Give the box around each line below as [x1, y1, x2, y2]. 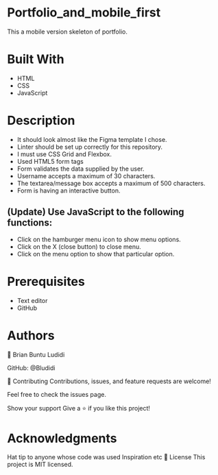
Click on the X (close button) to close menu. [16, 242, 142, 251]
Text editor [16, 296, 48, 304]
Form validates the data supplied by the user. [16, 165, 145, 173]
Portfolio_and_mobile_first [7, 5, 161, 21]
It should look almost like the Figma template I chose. [16, 135, 167, 143]
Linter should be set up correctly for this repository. [16, 143, 163, 151]
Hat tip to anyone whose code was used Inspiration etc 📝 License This [7, 453, 206, 461]
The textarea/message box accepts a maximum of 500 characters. [16, 179, 206, 187]
